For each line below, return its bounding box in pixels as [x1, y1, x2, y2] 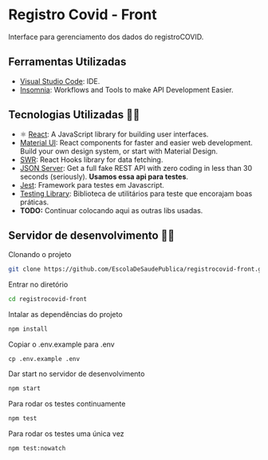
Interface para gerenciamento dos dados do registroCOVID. [8, 32, 204, 42]
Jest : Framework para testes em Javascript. [19, 180, 165, 189]
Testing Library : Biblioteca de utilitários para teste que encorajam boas [19, 188, 253, 198]
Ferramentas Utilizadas [8, 55, 127, 69]
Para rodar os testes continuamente [8, 399, 126, 408]
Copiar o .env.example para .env [8, 339, 115, 349]
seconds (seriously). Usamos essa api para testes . [19, 172, 189, 181]
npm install [8, 325, 48, 333]
